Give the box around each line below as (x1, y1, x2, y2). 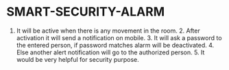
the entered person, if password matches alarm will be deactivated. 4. (16, 41, 215, 49)
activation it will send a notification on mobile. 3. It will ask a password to (16, 33, 222, 41)
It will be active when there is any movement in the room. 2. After (16, 27, 200, 35)
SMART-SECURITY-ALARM (6, 4, 165, 20)
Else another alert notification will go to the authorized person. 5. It (16, 48, 205, 56)
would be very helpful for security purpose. (16, 55, 140, 63)
